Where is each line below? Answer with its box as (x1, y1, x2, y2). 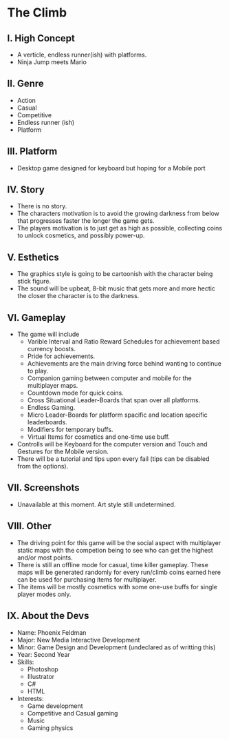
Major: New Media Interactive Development (17, 635, 140, 644)
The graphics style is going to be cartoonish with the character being (17, 270, 213, 278)
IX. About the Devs (7, 610, 89, 622)
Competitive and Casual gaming (27, 709, 118, 717)
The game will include (17, 330, 80, 339)
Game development (27, 702, 84, 710)
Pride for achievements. (27, 352, 96, 360)
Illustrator (27, 672, 55, 680)
